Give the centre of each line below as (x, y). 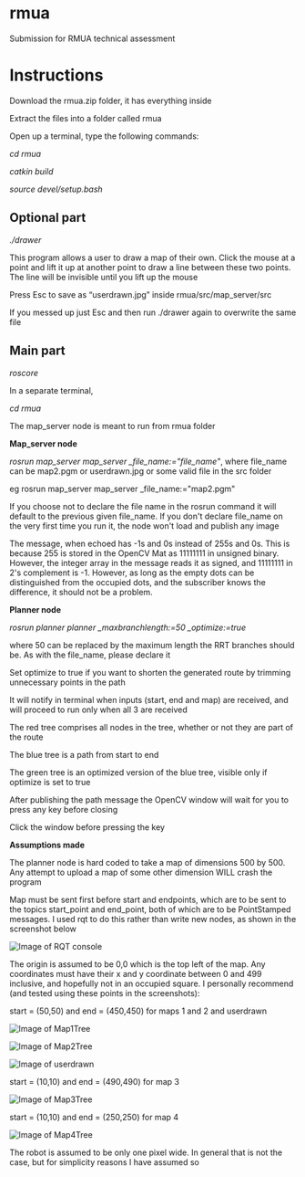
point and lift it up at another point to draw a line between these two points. (150, 267)
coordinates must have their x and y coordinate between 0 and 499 (136, 973)
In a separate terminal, (51, 390)
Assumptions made (47, 845)
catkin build (31, 171)
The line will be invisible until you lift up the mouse (104, 277)
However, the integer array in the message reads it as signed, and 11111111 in (151, 562)
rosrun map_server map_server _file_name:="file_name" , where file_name (148, 461)
